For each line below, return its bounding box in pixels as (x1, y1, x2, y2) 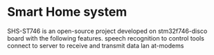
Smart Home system (7, 4, 127, 20)
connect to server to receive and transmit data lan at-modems (7, 41, 184, 49)
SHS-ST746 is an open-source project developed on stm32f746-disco (7, 27, 208, 35)
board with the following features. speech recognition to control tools (7, 34, 204, 42)
